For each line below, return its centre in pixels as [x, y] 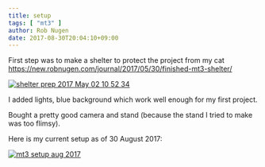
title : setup [30, 16]
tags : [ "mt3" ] [35, 23]
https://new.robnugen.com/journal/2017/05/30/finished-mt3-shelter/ [120, 69]
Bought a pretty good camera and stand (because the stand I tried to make [131, 115]
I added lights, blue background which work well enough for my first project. [133, 99]
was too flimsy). [35, 123]
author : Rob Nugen [38, 30]
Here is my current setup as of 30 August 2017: [85, 139]
